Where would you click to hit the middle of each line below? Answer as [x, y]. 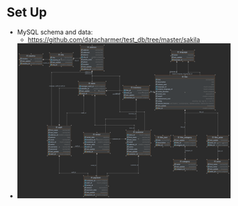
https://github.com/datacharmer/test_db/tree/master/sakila [114, 39]
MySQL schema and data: [55, 32]
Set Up [27, 12]
